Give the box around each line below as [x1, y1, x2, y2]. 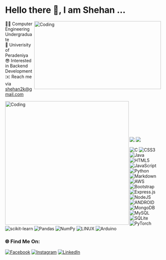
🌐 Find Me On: [5, 238, 41, 245]
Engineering [5, 26, 30, 32]
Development [5, 68, 33, 74]
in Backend [5, 63, 28, 69]
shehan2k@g [5, 86, 32, 92]
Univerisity [9, 42, 31, 47]
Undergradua [5, 31, 32, 37]
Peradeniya [5, 52, 29, 58]
